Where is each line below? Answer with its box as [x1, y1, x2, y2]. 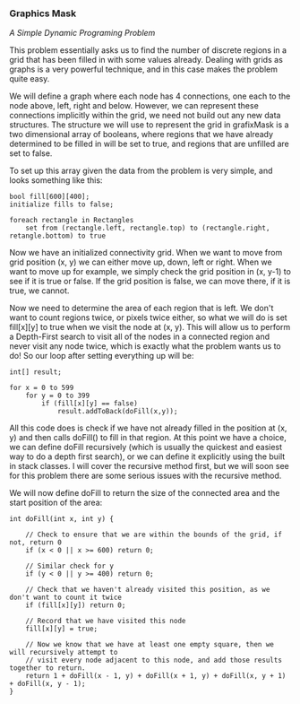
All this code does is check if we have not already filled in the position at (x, [9, 422, 287, 433]
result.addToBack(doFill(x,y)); [56, 407, 178, 416]
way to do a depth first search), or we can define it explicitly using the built [9, 451, 286, 462]
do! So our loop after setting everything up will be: [9, 351, 194, 361]
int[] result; [9, 368, 63, 377]
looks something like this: [9, 175, 103, 186]
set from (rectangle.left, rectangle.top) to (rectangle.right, [25, 223, 270, 233]
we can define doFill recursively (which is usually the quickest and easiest [9, 442, 283, 453]
